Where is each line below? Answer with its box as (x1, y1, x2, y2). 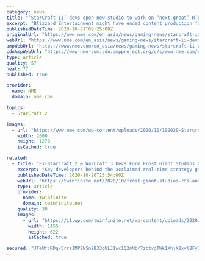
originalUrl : (6, 32, 40, 38)
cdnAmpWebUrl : (6, 49, 43, 55)
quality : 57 (6, 60, 37, 66)
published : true (6, 71, 48, 77)
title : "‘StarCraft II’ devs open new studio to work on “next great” (6, 15, 190, 21)
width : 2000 (17, 132, 48, 139)
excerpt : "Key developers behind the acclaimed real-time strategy (17, 166, 192, 173)
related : (6, 155, 29, 162)
